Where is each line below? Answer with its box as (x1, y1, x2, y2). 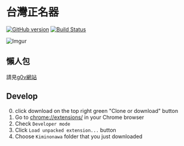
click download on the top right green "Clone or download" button (14, 107, 179, 114)
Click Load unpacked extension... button (14, 126, 117, 133)
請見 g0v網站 (6, 73, 37, 81)
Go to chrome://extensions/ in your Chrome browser (14, 114, 144, 121)
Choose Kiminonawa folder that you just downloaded (14, 133, 143, 140)
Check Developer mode (14, 120, 71, 127)
